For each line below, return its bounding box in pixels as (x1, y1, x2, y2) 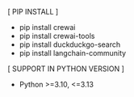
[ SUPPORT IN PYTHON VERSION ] (7, 64, 124, 74)
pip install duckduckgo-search (19, 40, 121, 49)
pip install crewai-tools (19, 32, 95, 40)
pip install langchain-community (19, 48, 127, 57)
